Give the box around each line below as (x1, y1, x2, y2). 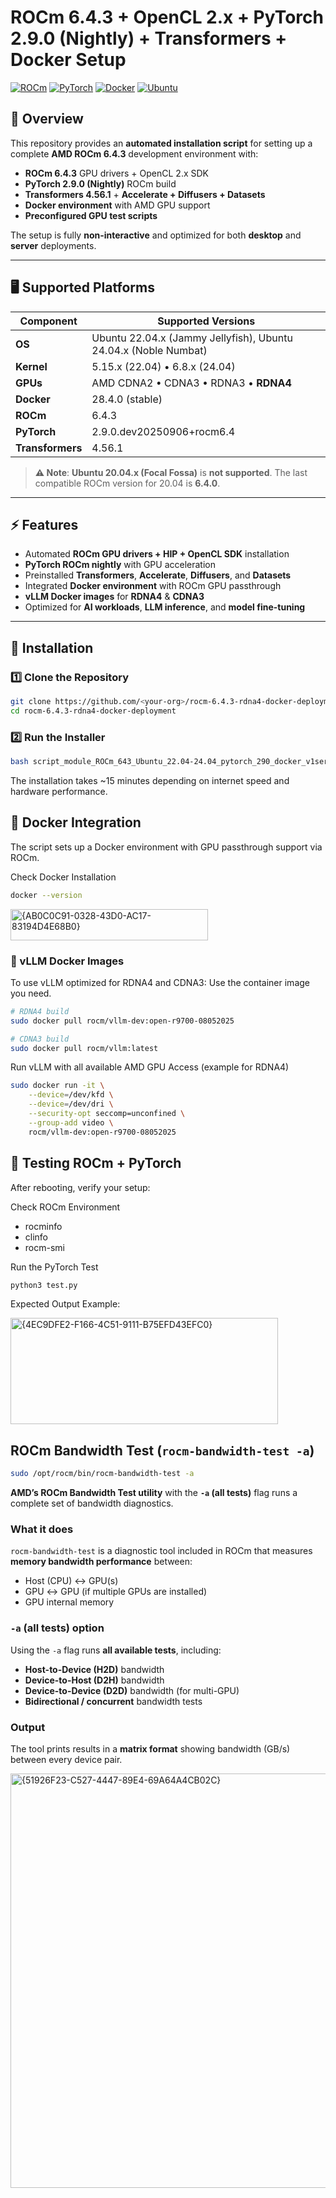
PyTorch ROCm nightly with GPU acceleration (24, 559, 216, 571)
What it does (10, 1522, 74, 1536)
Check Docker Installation (10, 871, 117, 883)
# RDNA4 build (10, 1006, 70, 1016)
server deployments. (10, 239, 97, 251)
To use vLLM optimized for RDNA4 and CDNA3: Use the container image (10, 976, 310, 988)
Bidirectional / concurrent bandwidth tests (24, 1695, 203, 1707)
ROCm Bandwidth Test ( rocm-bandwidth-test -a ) (10, 1442, 315, 1459)
